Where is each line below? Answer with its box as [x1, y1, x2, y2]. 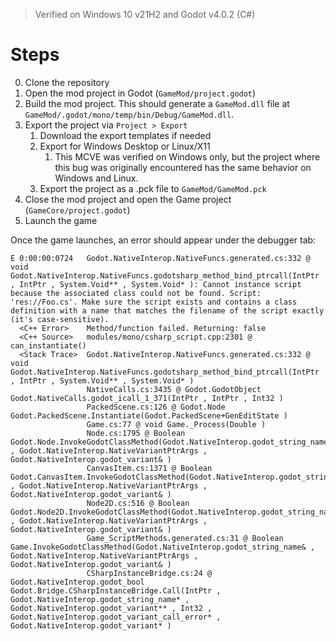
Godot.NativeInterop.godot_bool [10, 577, 145, 587]
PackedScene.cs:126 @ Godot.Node [86, 402, 226, 412]
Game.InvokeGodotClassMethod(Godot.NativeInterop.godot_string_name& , [10, 542, 315, 552]
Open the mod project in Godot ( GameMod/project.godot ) [24, 87, 257, 99]
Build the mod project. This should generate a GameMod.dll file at [24, 97, 290, 109]
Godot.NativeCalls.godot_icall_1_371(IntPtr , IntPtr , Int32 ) [10, 393, 284, 403]
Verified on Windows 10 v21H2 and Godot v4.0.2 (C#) [34, 9, 256, 20]
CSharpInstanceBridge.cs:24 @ [86, 568, 213, 578]
